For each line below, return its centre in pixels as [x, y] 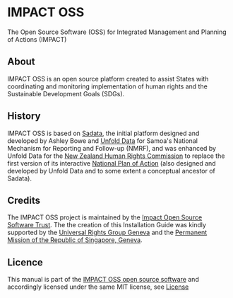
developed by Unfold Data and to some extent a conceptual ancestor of [111, 171]
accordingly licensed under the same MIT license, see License [98, 287]
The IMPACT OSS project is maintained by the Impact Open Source [105, 217]
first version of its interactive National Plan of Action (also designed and [112, 163]
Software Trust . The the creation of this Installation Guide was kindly [107, 225]
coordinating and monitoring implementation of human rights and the [108, 86]
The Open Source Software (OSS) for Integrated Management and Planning [117, 32]
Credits [24, 200]
